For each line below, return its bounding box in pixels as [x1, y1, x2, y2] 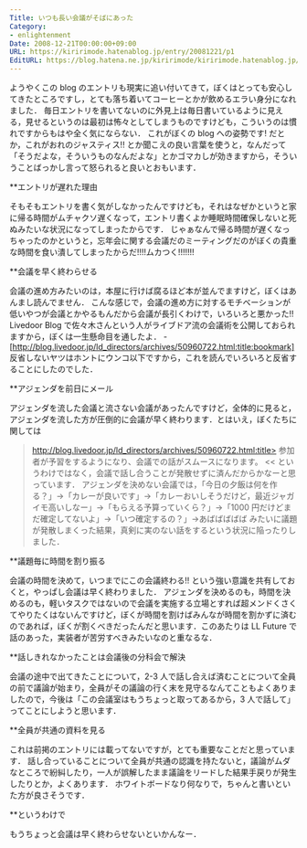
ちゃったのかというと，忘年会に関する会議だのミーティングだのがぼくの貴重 [9, 235, 297, 246]
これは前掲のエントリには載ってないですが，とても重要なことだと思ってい [9, 744, 288, 755]
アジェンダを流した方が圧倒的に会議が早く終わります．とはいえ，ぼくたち [9, 414, 290, 425]
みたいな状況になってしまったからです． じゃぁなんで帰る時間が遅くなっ [16, 224, 291, 234]
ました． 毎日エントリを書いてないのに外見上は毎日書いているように [9, 105, 268, 115]
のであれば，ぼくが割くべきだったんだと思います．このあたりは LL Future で [9, 620, 298, 631]
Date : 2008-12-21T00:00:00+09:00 [9, 38, 137, 48]
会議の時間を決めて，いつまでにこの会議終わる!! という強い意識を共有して [9, 575, 288, 586]
